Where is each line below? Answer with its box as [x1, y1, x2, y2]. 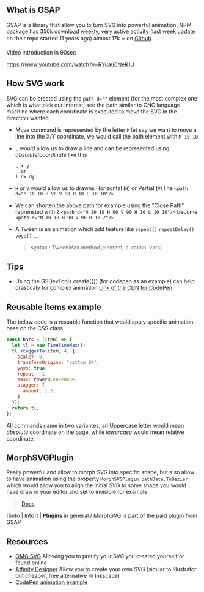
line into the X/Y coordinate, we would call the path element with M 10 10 [15, 132, 199, 140]
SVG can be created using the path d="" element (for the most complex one [6, 94, 197, 102]
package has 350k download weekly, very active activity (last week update [6, 28, 195, 35]
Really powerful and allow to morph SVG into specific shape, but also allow [6, 469, 195, 476]
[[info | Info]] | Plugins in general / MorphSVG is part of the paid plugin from [6, 512, 197, 520]
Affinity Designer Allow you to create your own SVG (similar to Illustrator [15, 566, 197, 573]
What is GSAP [6, 5, 60, 15]
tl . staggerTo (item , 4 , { [12, 348, 75, 354]
